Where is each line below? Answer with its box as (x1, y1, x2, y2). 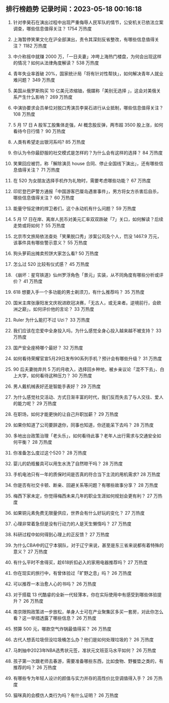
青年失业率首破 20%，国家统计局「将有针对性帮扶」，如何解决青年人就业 (13, 70, 163, 76)
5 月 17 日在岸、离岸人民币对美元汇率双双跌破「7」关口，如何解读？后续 (13, 216, 163, 222)
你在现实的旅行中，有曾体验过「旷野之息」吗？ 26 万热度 (13, 570, 132, 576)
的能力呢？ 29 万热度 (13, 400, 57, 406)
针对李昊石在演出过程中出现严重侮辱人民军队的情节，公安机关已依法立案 (13, 19, 163, 25)
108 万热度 (13, 111, 35, 117)
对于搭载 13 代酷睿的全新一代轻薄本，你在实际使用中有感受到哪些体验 (13, 592, 158, 598)
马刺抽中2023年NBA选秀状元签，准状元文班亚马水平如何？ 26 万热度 (13, 647, 156, 653)
